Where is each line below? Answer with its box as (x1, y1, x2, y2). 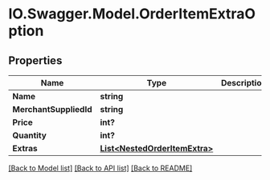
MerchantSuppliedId (12, 104, 92, 114)
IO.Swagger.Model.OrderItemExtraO (8, 5, 256, 23)
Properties (8, 54, 63, 67)
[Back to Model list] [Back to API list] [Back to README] (8, 163, 193, 173)
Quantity (12, 130, 47, 141)
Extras (12, 143, 38, 154)
